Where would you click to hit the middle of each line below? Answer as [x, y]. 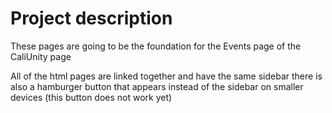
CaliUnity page [41, 56]
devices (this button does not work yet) [91, 97]
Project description [91, 18]
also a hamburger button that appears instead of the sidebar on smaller [157, 86]
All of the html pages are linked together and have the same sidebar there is [166, 76]
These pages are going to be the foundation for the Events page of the [156, 46]
